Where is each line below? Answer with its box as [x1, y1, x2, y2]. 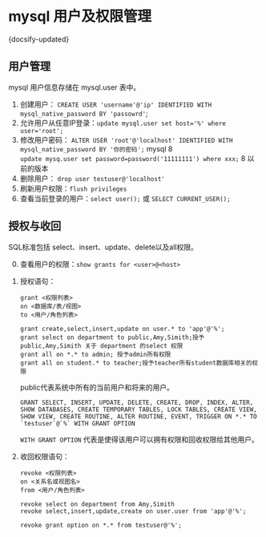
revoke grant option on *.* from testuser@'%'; [19, 521, 182, 529]
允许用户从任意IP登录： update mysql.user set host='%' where [19, 118, 227, 127]
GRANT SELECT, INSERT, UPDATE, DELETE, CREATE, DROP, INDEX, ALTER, [19, 398, 254, 406]
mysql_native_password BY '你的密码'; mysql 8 [19, 143, 173, 153]
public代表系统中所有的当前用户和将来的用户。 [19, 382, 174, 392]
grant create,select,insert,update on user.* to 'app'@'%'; [19, 325, 225, 333]
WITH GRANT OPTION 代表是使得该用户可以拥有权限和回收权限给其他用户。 [19, 434, 259, 444]
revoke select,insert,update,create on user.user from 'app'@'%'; [19, 507, 247, 515]
